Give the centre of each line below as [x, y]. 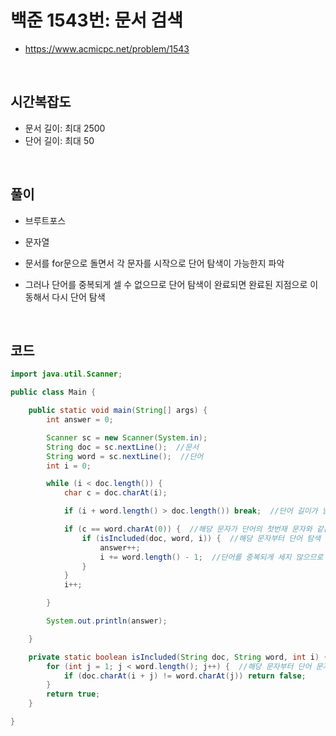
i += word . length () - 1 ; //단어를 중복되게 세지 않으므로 [211, 557]
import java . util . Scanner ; [66, 374]
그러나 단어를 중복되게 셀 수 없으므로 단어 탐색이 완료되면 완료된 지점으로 [166, 284]
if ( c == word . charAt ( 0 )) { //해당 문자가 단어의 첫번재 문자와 [188, 529]
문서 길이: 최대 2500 [65, 128]
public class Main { [53, 392]
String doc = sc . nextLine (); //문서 [123, 447]
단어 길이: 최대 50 [59, 140]
